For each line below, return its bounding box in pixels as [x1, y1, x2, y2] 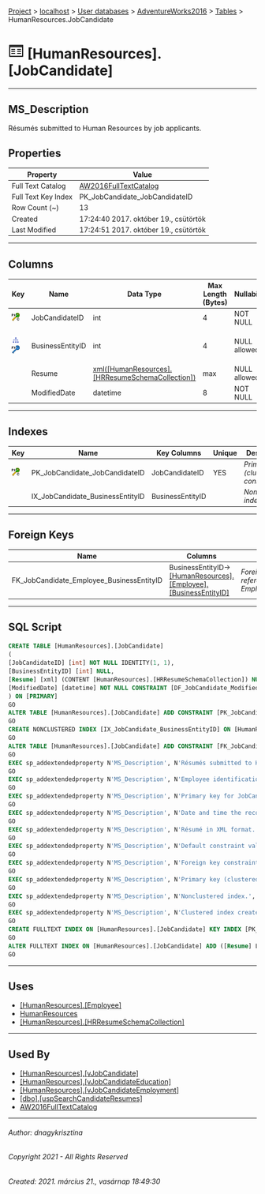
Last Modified [11, 225, 57, 235]
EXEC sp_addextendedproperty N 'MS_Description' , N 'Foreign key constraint [8, 859, 259, 867]
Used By [8, 1047, 50, 1061]
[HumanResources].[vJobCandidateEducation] [19, 1077, 172, 1087]
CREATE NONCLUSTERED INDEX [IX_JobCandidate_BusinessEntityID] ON [8, 726, 231, 734]
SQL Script [8, 620, 62, 633]
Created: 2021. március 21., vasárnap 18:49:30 [8, 1177, 161, 1186]
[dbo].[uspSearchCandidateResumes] [19, 1094, 143, 1103]
